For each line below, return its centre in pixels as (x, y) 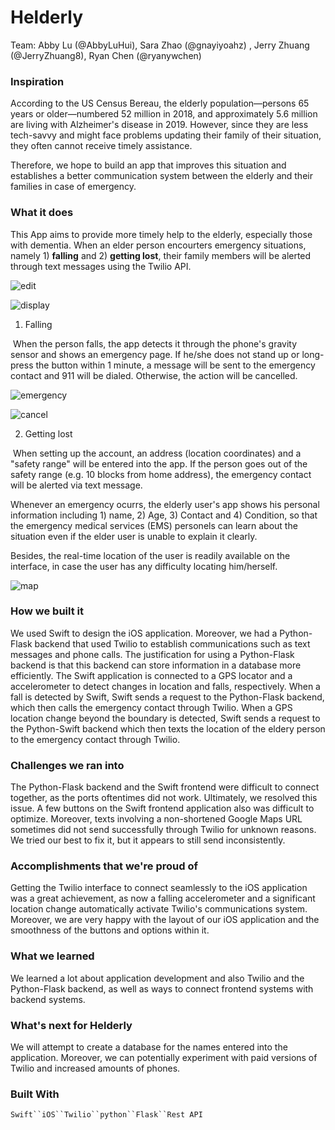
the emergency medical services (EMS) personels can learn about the (154, 525)
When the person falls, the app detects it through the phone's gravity (155, 343)
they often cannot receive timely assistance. (101, 146)
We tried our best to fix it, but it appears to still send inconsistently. (148, 840)
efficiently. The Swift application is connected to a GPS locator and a (151, 675)
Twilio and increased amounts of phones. (95, 1068)
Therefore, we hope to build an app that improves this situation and (148, 165)
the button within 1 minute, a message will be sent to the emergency (175, 365)
